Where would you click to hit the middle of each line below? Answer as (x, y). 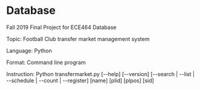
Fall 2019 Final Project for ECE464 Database (62, 27)
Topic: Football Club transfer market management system (78, 39)
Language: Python (29, 50)
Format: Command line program (46, 62)
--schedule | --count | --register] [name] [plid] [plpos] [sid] (80, 80)
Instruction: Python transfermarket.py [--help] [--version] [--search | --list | (101, 74)
